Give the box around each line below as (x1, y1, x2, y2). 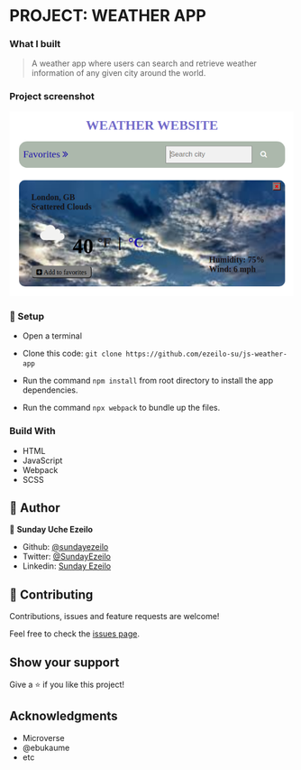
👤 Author (9, 500, 60, 515)
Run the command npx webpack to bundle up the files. (22, 403, 221, 413)
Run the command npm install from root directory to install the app (22, 376, 273, 386)
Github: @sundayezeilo (22, 542, 109, 552)
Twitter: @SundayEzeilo (22, 552, 111, 562)
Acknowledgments (9, 709, 119, 724)
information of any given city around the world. (31, 68, 206, 79)
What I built (9, 38, 61, 51)
